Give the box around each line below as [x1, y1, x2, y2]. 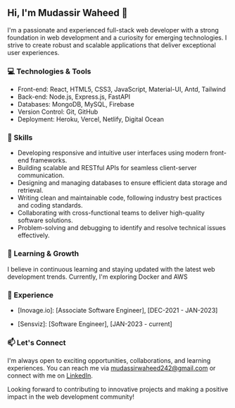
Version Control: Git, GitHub [17, 107, 99, 116]
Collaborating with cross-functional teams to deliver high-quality [17, 209, 205, 217]
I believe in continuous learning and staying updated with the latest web [7, 265, 216, 273]
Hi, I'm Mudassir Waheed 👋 [7, 7, 128, 19]
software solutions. [17, 216, 74, 224]
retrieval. [17, 186, 44, 195]
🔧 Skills [7, 133, 33, 143]
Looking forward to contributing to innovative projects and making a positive [7, 385, 229, 394]
